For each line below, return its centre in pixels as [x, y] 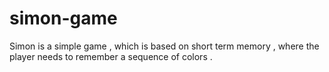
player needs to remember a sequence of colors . [111, 56]
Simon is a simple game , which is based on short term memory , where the [164, 46]
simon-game [63, 18]
